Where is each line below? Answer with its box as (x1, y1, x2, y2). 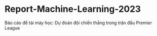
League (4, 25, 20, 31)
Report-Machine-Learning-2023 (4, 3, 141, 15)
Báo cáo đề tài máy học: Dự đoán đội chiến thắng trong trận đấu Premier (4, 20, 152, 26)
